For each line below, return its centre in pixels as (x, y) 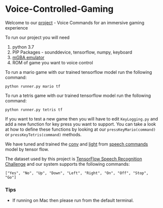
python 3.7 (23, 47)
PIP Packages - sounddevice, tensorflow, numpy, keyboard (72, 52)
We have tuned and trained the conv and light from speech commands (77, 144)
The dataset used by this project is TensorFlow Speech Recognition (74, 159)
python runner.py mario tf (33, 86)
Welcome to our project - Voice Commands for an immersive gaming (75, 23)
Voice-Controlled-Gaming (59, 9)
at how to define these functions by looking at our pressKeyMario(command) (81, 129)
